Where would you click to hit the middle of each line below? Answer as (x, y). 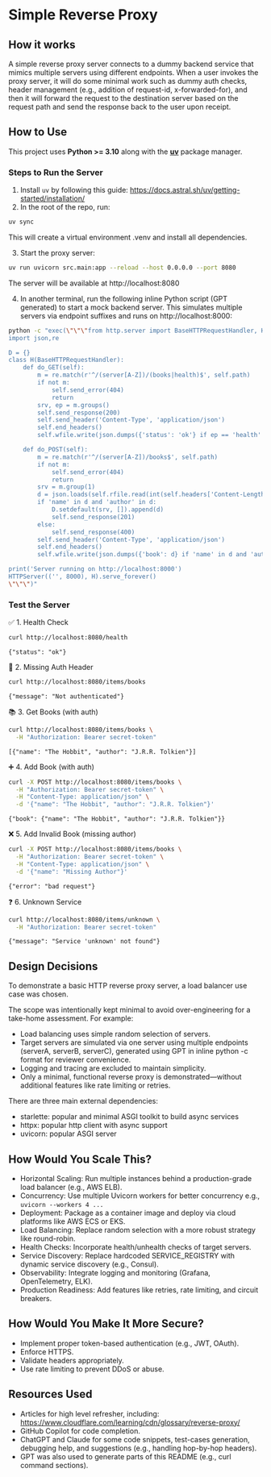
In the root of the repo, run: (65, 207)
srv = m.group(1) (66, 487)
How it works (42, 45)
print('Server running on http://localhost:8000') (95, 569)
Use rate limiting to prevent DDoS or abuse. (92, 1369)
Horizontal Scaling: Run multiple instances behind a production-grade (136, 1179)
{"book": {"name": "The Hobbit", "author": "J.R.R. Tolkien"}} (117, 819)
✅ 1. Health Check (38, 622)
